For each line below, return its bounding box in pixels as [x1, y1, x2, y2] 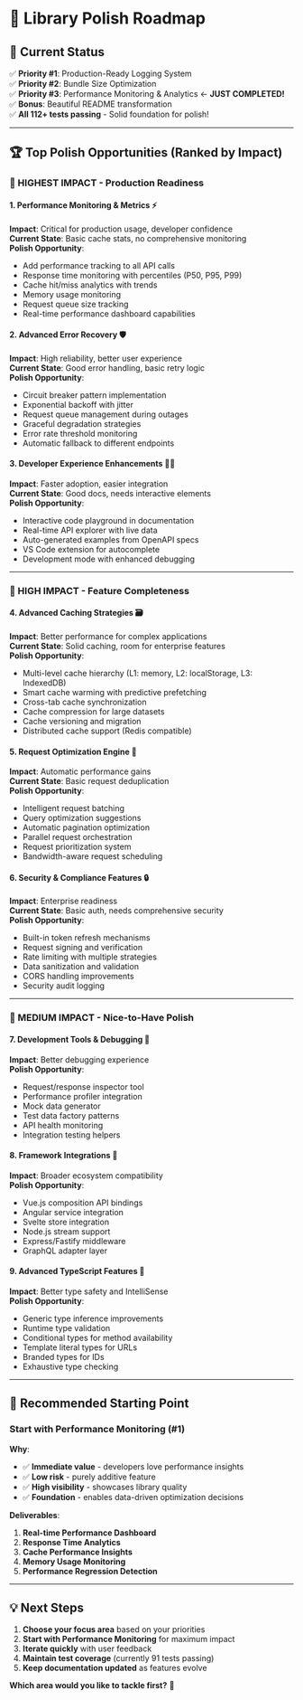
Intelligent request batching [22, 803, 124, 814]
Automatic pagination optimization [22, 822, 151, 833]
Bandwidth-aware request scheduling [22, 851, 163, 862]
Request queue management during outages [22, 409, 189, 420]
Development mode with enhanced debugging [22, 553, 196, 564]
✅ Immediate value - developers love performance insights [22, 1460, 244, 1472]
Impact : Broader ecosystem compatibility [9, 1170, 164, 1181]
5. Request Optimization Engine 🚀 [9, 746, 137, 757]
